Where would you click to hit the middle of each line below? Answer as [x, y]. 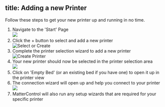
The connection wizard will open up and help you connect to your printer [86, 82]
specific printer [28, 99]
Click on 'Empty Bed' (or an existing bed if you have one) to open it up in [86, 72]
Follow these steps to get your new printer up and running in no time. [75, 20]
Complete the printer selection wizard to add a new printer [72, 51]
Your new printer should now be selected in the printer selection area [82, 61]
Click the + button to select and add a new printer [63, 40]
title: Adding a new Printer [46, 8]
